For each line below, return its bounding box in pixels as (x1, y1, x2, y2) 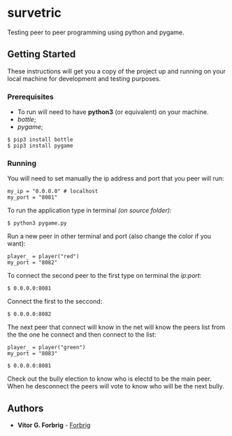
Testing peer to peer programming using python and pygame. (7, 28, 184, 36)
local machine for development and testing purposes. (7, 74, 161, 83)
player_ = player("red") (7, 253, 80, 260)
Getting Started (7, 48, 76, 60)
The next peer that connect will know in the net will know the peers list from (7, 323, 226, 332)
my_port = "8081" (7, 194, 58, 201)
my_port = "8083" (7, 350, 58, 358)
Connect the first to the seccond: (7, 297, 103, 306)
